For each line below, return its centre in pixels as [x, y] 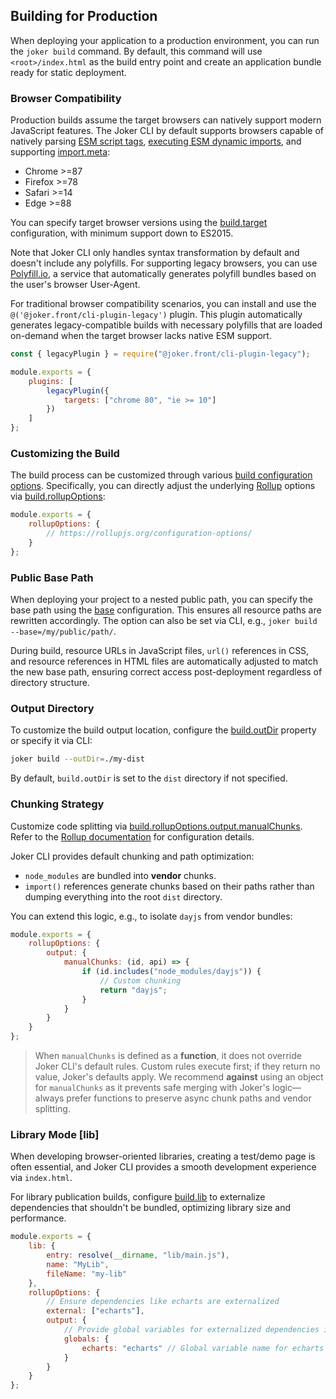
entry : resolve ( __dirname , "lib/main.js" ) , [138, 1255]
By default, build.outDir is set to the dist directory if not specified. [149, 778]
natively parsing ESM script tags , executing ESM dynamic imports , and [156, 141]
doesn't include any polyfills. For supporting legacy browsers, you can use [164, 263]
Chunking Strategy [57, 804]
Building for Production [84, 16]
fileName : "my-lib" [87, 1274]
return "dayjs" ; [133, 990]
